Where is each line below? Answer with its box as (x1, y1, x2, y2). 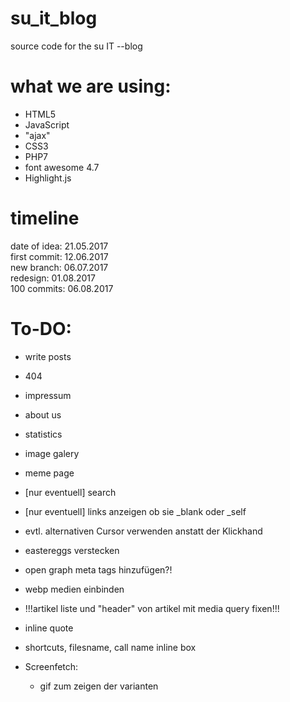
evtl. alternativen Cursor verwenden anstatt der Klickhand (24, 525, 263, 537)
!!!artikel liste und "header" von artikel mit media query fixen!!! (24, 602, 280, 614)
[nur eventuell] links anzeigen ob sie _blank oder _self (24, 505, 247, 517)
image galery (24, 447, 80, 459)
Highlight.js (24, 172, 72, 184)
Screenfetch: (24, 660, 79, 672)
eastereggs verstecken (24, 544, 120, 556)
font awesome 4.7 (24, 161, 100, 173)
